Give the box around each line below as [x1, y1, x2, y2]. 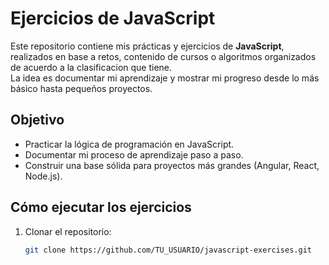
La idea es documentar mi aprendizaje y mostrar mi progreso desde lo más [10, 72, 320, 84]
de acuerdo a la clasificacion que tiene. [10, 61, 173, 73]
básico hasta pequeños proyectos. [10, 82, 153, 94]
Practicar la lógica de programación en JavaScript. [24, 138, 235, 150]
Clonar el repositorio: [24, 225, 112, 237]
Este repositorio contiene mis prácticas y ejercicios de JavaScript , [10, 40, 285, 52]
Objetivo [10, 112, 65, 129]
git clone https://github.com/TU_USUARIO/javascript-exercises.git [24, 245, 312, 255]
